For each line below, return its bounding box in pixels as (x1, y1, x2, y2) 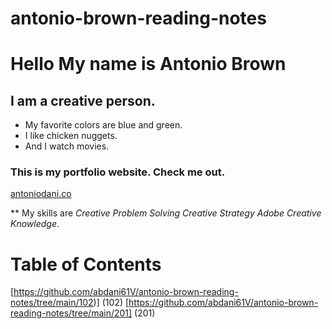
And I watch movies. (24, 140, 110, 152)
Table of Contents (10, 253, 162, 276)
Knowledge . (10, 218, 60, 230)
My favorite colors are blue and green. (24, 119, 183, 131)
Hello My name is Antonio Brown (10, 53, 287, 76)
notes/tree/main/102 (10, 297, 94, 309)
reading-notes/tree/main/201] (10, 307, 133, 319)
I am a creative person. (10, 92, 156, 109)
